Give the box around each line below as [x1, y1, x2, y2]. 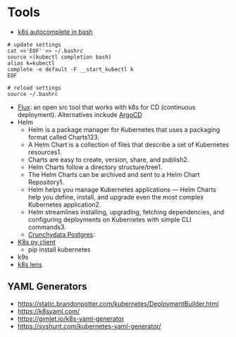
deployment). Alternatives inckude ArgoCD [17, 110, 142, 118]
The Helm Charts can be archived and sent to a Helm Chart [27, 170, 200, 178]
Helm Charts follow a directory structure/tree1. [27, 163, 163, 171]
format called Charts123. [27, 133, 100, 141]
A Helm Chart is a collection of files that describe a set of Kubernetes [27, 140, 230, 149]
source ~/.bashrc [7, 90, 58, 97]
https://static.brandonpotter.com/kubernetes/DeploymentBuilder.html [17, 299, 219, 307]
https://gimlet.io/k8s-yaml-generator [17, 314, 125, 323]
